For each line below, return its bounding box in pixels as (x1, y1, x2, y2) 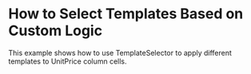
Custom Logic (8, 21, 102, 40)
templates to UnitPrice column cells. (8, 56, 127, 66)
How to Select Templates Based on (8, 5, 244, 23)
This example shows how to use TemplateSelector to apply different (8, 48, 232, 57)
